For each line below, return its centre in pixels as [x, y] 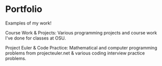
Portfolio [24, 9]
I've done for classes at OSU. [35, 38]
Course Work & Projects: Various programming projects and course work [81, 32]
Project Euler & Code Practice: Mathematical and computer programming [81, 47]
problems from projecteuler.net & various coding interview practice [75, 53]
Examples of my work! [28, 23]
